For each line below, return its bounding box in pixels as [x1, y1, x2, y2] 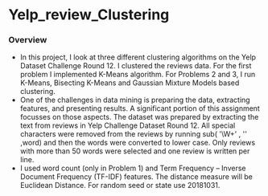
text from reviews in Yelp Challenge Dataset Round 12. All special [19, 120, 236, 130]
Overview [8, 35, 47, 46]
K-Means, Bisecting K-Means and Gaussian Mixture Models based [19, 78, 240, 88]
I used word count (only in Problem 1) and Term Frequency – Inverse [19, 163, 247, 174]
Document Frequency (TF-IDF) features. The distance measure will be [19, 172, 254, 182]
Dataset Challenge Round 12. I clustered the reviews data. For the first [19, 61, 252, 71]
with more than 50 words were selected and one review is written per [19, 146, 250, 156]
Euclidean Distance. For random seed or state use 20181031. [19, 181, 221, 190]
